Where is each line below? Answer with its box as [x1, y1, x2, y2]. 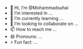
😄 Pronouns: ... [10, 33, 43, 39]
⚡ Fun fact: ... [10, 39, 38, 45]
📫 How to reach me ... [10, 26, 57, 32]
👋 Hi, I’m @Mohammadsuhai [10, 5, 69, 10]
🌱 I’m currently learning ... [10, 15, 64, 21]
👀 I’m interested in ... [10, 10, 53, 16]
